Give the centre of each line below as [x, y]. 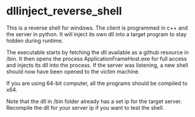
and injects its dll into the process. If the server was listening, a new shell [97, 65]
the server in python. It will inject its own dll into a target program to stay [96, 34]
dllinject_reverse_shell [64, 11]
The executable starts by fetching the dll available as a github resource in [97, 52]
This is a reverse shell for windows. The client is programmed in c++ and [97, 28]
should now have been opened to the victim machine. [73, 71]
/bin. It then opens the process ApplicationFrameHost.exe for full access [97, 58]
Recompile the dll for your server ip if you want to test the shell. [85, 107]
